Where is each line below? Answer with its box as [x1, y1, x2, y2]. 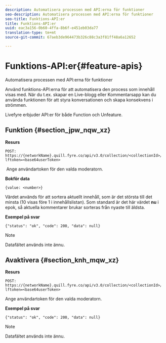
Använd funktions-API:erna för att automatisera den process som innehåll [5, 86, 155, 92]
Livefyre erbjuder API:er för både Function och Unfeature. [5, 112, 123, 118]
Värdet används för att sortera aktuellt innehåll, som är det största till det [5, 194, 152, 200]
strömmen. [5, 102, 27, 108]
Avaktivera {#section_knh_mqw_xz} [5, 256, 120, 264]
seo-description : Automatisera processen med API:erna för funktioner [5, 12, 154, 17]
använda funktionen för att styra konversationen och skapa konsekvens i [5, 97, 153, 103]
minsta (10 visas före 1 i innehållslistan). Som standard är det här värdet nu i [5, 199, 159, 205]
